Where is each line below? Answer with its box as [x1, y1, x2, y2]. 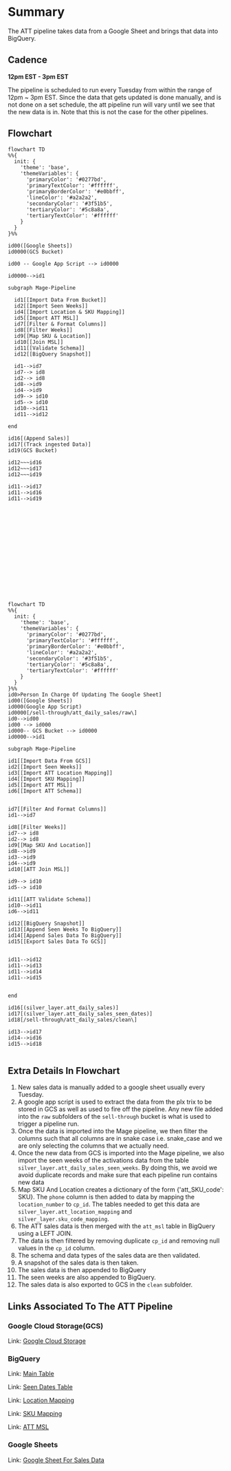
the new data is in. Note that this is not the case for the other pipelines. [8, 107, 208, 116]
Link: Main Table [8, 1370, 54, 1378]
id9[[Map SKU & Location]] [14, 332, 91, 339]
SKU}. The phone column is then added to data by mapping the [17, 1193, 195, 1201]
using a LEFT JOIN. [17, 1230, 73, 1238]
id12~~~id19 [8, 471, 42, 478]
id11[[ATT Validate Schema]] [8, 896, 91, 903]
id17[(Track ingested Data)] [8, 441, 91, 448]
